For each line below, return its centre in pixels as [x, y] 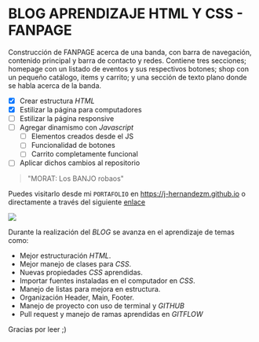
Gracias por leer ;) [37, 329]
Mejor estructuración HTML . [65, 256]
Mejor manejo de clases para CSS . [75, 264]
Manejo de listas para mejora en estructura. [90, 289]
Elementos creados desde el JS [82, 136]
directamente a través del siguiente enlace [77, 202]
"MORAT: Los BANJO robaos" [75, 178]
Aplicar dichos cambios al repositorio [80, 163]
